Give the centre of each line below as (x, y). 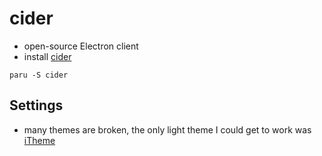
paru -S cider (39, 75)
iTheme (39, 140)
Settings (36, 105)
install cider (47, 56)
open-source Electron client (81, 46)
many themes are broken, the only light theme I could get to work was (167, 129)
